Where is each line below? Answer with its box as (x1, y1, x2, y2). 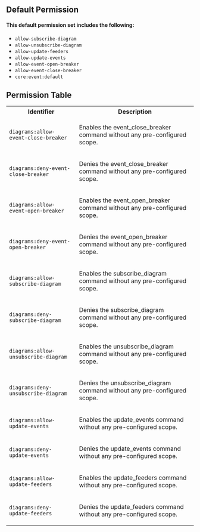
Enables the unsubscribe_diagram (79, 342, 174, 351)
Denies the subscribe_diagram (79, 306, 164, 314)
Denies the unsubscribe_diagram (79, 379, 171, 387)
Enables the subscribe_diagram (79, 270, 167, 278)
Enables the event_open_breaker (79, 196, 171, 205)
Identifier (27, 107, 55, 116)
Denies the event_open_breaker (79, 233, 168, 241)
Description (118, 107, 152, 116)
